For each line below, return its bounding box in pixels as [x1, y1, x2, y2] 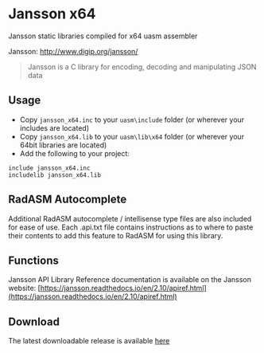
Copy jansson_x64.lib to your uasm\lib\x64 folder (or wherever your [19, 131, 245, 141]
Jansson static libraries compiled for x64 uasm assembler [8, 31, 198, 41]
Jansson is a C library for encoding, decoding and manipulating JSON [27, 61, 257, 72]
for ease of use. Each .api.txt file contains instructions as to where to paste [8, 222, 254, 232]
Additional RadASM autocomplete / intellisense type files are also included [8, 214, 252, 223]
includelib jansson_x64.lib [8, 171, 102, 179]
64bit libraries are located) [19, 140, 107, 150]
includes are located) [19, 123, 90, 132]
